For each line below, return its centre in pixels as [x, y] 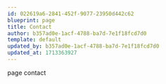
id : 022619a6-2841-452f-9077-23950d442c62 [71, 14]
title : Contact [30, 27]
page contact [27, 72]
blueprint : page [31, 20]
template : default [34, 40]
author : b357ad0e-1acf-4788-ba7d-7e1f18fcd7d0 [77, 33]
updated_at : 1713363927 [42, 53]
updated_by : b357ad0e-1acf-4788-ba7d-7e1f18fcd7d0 [83, 46]
